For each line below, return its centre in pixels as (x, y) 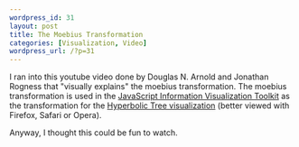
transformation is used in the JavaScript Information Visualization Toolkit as (150, 96)
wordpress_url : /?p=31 (52, 51)
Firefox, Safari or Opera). (56, 115)
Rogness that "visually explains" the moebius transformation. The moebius (148, 87)
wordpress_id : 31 (42, 18)
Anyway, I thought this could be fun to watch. (93, 133)
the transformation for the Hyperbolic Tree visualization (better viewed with (149, 106)
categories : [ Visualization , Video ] (78, 43)
